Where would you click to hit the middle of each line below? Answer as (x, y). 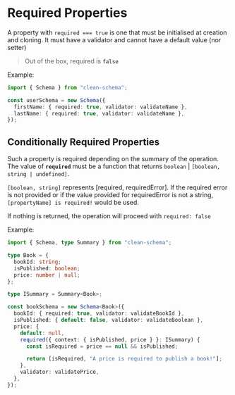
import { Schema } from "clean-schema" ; (68, 87)
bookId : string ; (37, 262)
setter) (17, 47)
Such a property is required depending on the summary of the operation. (113, 159)
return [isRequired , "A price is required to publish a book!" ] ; (124, 359)
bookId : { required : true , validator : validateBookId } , (99, 314)
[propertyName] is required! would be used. (73, 203)
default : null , (42, 333)
